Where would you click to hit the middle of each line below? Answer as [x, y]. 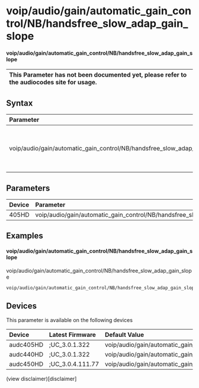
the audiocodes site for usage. [53, 83]
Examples [25, 236]
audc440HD [26, 355]
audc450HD [26, 364]
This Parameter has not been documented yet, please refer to [98, 75]
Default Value [124, 335]
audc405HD [26, 345]
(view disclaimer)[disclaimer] [41, 379]
